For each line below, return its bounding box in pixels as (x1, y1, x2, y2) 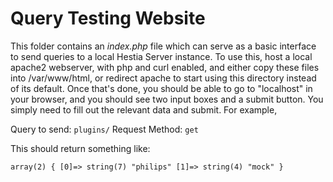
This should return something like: (10, 142, 151, 154)
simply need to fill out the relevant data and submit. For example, (10, 103, 278, 116)
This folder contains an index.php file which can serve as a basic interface (10, 40, 317, 52)
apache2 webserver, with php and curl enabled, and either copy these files (10, 61, 320, 73)
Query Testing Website (10, 7, 206, 30)
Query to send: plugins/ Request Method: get (10, 123, 199, 135)
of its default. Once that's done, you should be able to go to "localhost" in (10, 82, 313, 94)
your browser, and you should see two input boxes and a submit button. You (10, 93, 324, 105)
